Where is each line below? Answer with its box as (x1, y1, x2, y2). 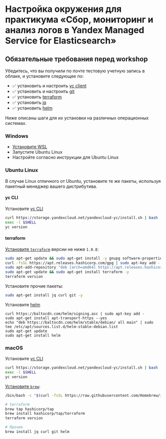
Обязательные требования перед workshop (5, 55, 148, 63)
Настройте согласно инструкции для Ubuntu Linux (12, 155, 119, 161)
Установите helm (5, 301, 41, 308)
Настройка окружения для (5, 3, 122, 15)
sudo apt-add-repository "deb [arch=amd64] (5, 265, 96, 270)
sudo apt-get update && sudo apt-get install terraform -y (5, 270, 129, 274)
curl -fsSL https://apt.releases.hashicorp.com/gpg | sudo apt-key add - (5, 260, 161, 266)
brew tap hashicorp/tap (5, 406, 54, 412)
